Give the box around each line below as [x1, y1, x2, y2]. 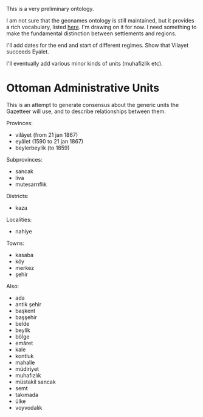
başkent [15, 307, 36, 314]
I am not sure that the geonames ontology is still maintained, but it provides [6, 17, 194, 24]
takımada [15, 391, 38, 398]
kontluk [15, 352, 34, 359]
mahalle [15, 359, 35, 366]
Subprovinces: [6, 156, 43, 163]
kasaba [15, 251, 34, 258]
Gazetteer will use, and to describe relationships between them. [6, 108, 166, 115]
